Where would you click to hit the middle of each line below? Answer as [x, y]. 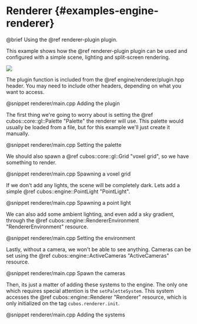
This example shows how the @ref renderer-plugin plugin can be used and [97, 50]
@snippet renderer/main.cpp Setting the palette [64, 144]
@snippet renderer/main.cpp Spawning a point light [69, 203]
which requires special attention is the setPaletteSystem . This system [90, 291]
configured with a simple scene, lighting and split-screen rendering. [88, 57]
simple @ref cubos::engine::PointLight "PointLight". [68, 191]
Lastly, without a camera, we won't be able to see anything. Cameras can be [98, 249]
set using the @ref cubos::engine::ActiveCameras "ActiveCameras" [88, 255]
